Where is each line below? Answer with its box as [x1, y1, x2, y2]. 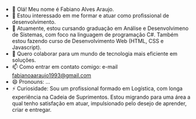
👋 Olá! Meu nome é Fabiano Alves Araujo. [11, 6, 115, 13]
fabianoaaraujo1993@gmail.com [11, 72, 91, 79]
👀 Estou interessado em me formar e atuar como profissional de [11, 12, 169, 19]
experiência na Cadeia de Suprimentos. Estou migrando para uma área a [11, 93, 191, 100]
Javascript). [11, 44, 42, 51]
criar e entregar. [11, 106, 52, 113]
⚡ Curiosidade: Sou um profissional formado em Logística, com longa [11, 85, 183, 92]
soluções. [11, 57, 36, 63]
